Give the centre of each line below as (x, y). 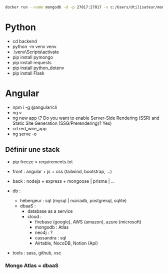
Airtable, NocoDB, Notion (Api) (66, 243)
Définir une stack (32, 150)
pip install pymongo (33, 57)
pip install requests (32, 62)
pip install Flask (28, 73)
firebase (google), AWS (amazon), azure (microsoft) (88, 222)
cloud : (34, 216)
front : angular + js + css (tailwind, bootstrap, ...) (62, 171)
